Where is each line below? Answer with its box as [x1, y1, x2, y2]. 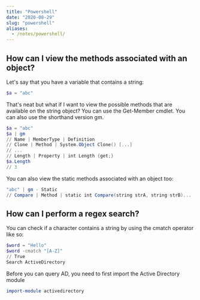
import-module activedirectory [6, 288, 84, 294]
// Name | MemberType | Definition [6, 136, 95, 143]
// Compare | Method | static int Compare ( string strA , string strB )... [6, 192, 192, 198]
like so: [6, 231, 24, 238]
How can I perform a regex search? [6, 208, 140, 219]
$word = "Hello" [6, 243, 47, 249]
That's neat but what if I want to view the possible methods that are [6, 101, 172, 108]
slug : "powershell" [6, 20, 55, 26]
